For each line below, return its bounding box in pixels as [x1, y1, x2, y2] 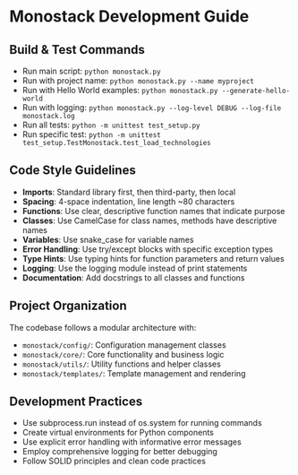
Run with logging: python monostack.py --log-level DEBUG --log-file [21, 102, 282, 113]
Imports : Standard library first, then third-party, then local [21, 186, 236, 197]
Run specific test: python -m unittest [21, 129, 161, 140]
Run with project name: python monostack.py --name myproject [21, 75, 255, 86]
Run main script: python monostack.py [21, 65, 161, 76]
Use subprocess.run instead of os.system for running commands [21, 418, 262, 428]
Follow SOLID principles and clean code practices [21, 455, 206, 467]
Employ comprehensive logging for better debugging [21, 446, 217, 457]
